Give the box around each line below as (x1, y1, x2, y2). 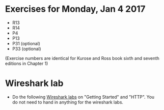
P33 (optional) (12, 46, 41, 52)
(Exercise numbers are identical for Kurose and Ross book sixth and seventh (5, 55, 160, 61)
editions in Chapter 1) (5, 60, 48, 66)
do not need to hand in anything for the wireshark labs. (12, 99, 124, 105)
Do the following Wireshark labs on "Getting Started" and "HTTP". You (12, 94, 155, 100)
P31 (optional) (12, 40, 40, 46)
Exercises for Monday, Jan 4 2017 (5, 3, 146, 15)
